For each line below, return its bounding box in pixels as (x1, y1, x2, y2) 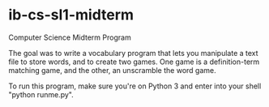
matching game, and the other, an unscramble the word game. (8, 65, 216, 75)
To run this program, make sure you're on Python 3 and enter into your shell (8, 81, 262, 91)
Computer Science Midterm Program (8, 32, 131, 42)
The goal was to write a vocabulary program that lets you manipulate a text (8, 48, 258, 58)
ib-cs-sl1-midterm (8, 6, 134, 24)
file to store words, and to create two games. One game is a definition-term (8, 57, 260, 66)
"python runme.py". (8, 89, 75, 99)
